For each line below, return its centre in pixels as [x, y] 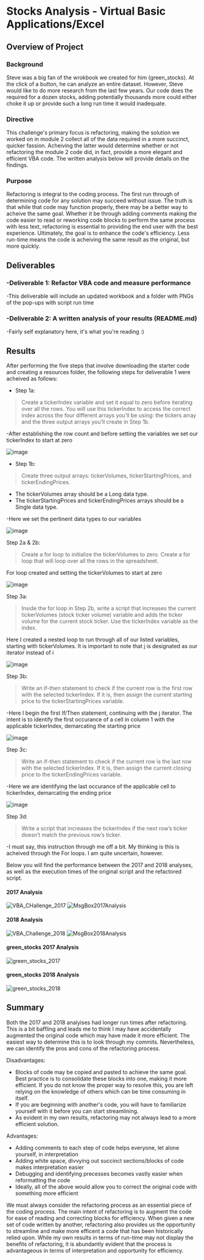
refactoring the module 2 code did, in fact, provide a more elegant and [94, 152]
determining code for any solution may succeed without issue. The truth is [100, 201]
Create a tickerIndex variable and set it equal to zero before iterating [107, 402]
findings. [17, 165]
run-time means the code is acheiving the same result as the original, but [98, 240]
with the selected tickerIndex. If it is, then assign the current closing [106, 768]
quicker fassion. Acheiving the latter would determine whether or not [93, 146]
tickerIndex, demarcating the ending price [59, 793]
